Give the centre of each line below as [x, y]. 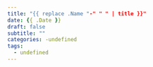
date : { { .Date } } [34, 20]
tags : [15, 46]
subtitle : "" [26, 33]
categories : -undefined [42, 40]
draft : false [26, 27]
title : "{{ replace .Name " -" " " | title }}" [77, 14]
